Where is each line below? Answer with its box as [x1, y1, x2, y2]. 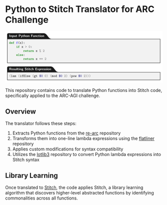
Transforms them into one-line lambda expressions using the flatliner [12, 135, 155, 141]
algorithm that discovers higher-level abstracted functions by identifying [5, 189, 154, 195]
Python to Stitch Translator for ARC [5, 3, 155, 15]
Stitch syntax [12, 156, 40, 163]
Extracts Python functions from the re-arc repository [12, 130, 121, 136]
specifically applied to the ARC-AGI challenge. [5, 92, 100, 98]
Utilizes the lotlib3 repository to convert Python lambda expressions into [12, 151, 161, 157]
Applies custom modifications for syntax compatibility [12, 146, 123, 152]
